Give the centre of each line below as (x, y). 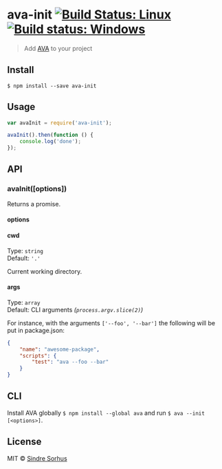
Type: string (25, 250)
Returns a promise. (34, 204)
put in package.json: (36, 330)
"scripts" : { (38, 356)
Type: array (24, 302)
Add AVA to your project (58, 48)
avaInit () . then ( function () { (51, 135)
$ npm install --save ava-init (52, 86)
